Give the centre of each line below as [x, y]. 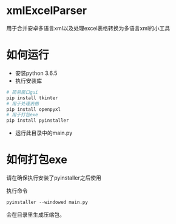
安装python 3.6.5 [36, 73]
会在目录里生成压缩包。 [36, 214]
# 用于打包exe [22, 115]
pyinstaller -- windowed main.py [47, 202]
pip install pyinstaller [38, 121]
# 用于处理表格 [23, 103]
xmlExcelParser [47, 11]
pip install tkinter [32, 98]
